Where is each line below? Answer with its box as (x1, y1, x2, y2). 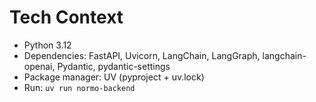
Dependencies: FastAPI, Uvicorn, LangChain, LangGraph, (23, 49, 261, 61)
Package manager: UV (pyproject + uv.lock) (23, 71, 205, 83)
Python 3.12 (23, 39, 72, 51)
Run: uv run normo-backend (23, 81, 136, 93)
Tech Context (9, 6, 124, 29)
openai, (23, 60, 56, 72)
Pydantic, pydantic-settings (57, 60, 171, 72)
